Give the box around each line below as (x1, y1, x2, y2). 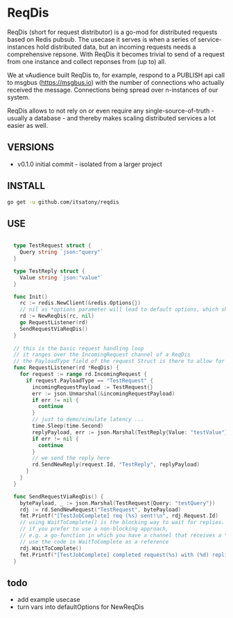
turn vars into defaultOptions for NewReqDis (17, 603, 144, 611)
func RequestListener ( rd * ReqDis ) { (13, 364, 119, 371)
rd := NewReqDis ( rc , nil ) (19, 313, 95, 320)
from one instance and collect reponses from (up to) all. (7, 57, 166, 65)
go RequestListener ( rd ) (19, 319, 89, 326)
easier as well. (7, 121, 49, 129)
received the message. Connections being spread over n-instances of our (7, 86, 218, 94)
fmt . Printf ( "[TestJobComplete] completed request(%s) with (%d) (19, 551, 209, 558)
